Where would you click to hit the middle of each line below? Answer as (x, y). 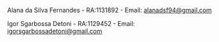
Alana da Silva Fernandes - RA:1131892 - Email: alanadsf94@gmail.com (109, 10)
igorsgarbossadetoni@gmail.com (55, 31)
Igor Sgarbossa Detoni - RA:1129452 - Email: (71, 23)
